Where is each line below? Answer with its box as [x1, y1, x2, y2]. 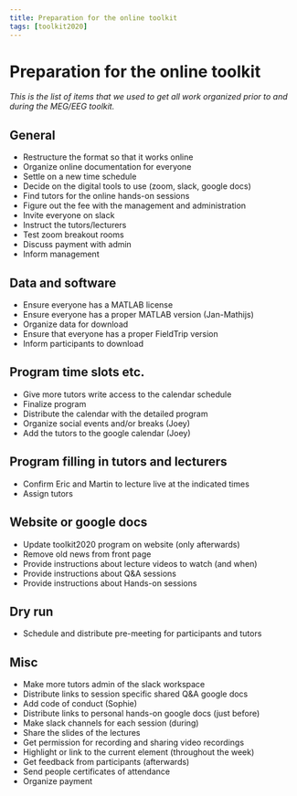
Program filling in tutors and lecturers [9, 454, 228, 470]
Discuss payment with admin [22, 239, 133, 250]
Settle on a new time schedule [22, 171, 137, 183]
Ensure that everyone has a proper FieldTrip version [22, 329, 219, 340]
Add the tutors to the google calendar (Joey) [22, 427, 191, 438]
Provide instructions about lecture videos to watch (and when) [22, 558, 258, 569]
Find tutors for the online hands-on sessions [22, 191, 190, 202]
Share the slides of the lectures [22, 728, 141, 738]
